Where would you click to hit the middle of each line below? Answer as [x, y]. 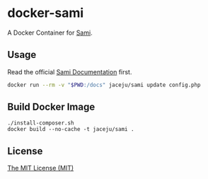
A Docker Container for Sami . [50, 33]
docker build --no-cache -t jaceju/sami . [71, 129]
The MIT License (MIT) [41, 168]
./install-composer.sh [41, 123]
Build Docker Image [51, 107]
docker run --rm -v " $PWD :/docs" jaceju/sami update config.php [104, 85]
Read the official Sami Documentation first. [70, 71]
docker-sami [46, 13]
